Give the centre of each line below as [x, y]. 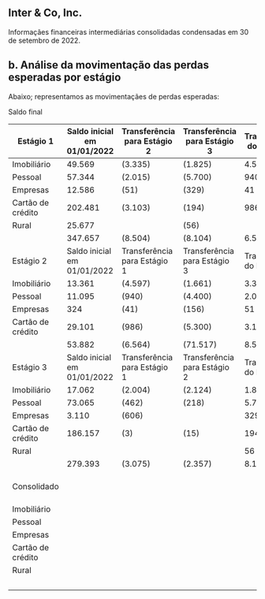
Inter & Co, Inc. [45, 13]
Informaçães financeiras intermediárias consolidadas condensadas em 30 [129, 32]
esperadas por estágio [65, 78]
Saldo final [26, 112]
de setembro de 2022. [45, 40]
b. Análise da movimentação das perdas [108, 65]
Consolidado [35, 486]
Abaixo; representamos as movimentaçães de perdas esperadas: [114, 96]
